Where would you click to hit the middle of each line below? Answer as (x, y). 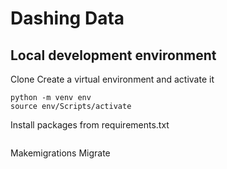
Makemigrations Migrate (60, 153)
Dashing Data (67, 18)
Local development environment (113, 55)
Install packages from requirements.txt (90, 125)
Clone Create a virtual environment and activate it (112, 79)
